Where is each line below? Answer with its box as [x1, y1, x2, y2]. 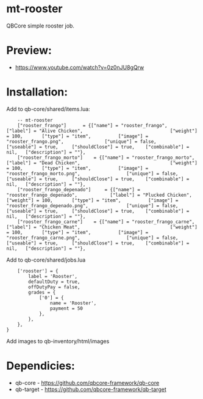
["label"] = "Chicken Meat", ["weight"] [6, 224, 198, 230]
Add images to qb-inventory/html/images [6, 337, 110, 345]
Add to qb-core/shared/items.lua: [6, 105, 90, 112]
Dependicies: [6, 359, 75, 373]
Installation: [6, 85, 68, 99]
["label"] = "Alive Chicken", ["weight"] [6, 128, 198, 134]
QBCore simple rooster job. [6, 22, 75, 29]
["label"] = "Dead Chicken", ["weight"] [6, 159, 198, 166]
